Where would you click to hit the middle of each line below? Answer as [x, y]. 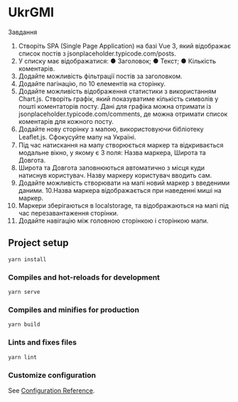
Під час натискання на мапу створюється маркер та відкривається [121, 145]
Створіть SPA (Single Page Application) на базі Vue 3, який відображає [125, 46]
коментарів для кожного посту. [66, 121]
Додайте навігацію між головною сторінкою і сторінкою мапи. [113, 221]
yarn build [24, 324]
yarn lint [23, 357]
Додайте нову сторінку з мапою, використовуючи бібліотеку [111, 129]
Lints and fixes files [43, 342]
